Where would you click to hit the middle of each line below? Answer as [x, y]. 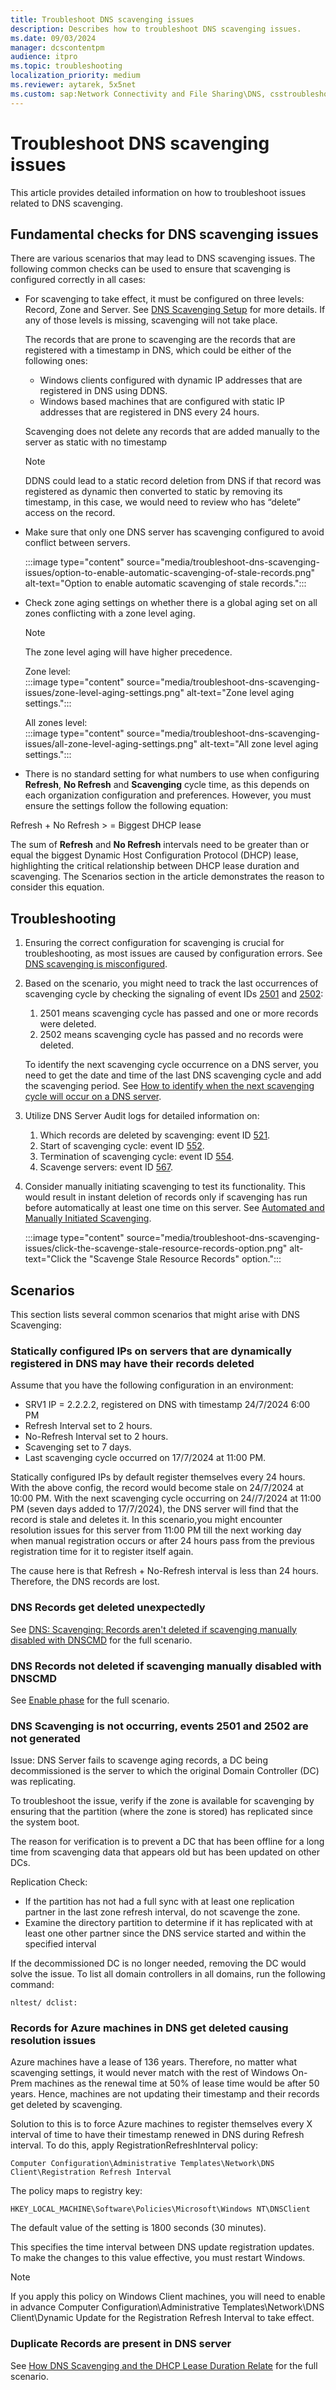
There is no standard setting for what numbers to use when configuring [172, 774]
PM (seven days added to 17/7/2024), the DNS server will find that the [154, 1509]
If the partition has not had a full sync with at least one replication [159, 1902]
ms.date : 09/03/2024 [53, 38]
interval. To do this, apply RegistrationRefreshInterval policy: [134, 2145]
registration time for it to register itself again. [102, 1552]
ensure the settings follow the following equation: [126, 806]
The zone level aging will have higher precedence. [128, 652]
